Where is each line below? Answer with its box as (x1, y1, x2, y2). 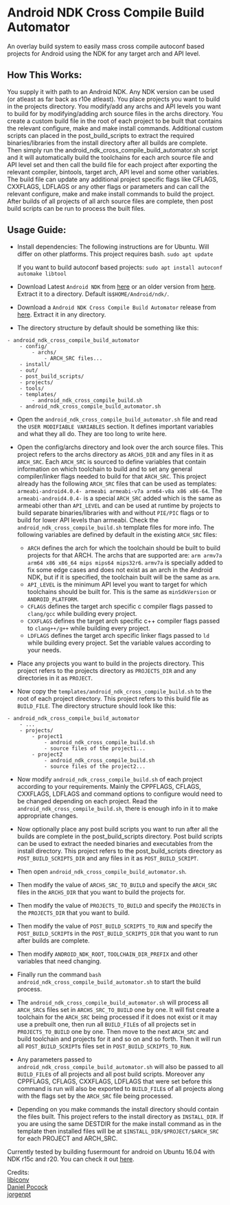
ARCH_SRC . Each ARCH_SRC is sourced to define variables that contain (16, 457, 207, 466)
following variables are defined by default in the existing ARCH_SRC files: (16, 530, 218, 538)
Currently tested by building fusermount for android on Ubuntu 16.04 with (7, 1147, 215, 1156)
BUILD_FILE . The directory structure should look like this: (16, 702, 176, 710)
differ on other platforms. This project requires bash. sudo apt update (16, 249, 214, 258)
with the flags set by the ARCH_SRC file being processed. (16, 1092, 173, 1100)
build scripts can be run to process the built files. (7, 204, 146, 212)
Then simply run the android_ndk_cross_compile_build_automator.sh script (7, 146, 218, 154)
